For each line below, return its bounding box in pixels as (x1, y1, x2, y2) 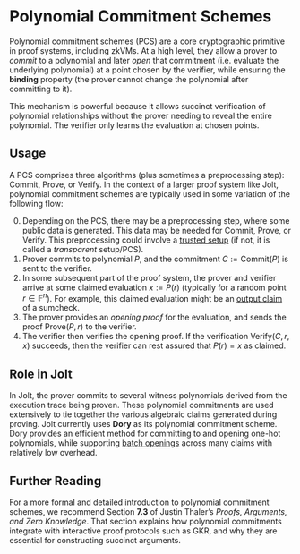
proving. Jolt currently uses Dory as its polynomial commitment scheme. (9, 419, 278, 430)
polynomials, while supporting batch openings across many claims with (9, 438, 273, 448)
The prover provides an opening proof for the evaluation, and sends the (21, 311, 287, 323)
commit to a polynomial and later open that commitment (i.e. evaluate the (9, 55, 279, 65)
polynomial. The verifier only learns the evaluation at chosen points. (9, 119, 260, 131)
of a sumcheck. (21, 303, 81, 313)
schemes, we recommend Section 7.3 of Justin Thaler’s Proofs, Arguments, (9, 507, 288, 517)
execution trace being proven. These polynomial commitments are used (9, 400, 275, 411)
